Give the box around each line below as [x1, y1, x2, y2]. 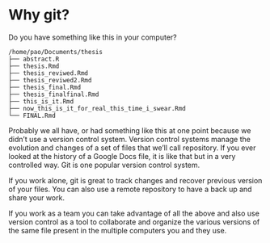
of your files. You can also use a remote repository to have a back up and [8, 184, 252, 194]
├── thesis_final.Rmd [8, 83, 82, 91]
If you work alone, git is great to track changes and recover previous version [8, 175, 263, 185]
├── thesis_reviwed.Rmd [8, 69, 89, 78]
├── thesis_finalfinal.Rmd [8, 90, 99, 98]
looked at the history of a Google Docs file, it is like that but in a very [8, 151, 236, 161]
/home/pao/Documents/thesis [8, 48, 103, 56]
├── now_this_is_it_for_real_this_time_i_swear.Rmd [8, 104, 186, 112]
